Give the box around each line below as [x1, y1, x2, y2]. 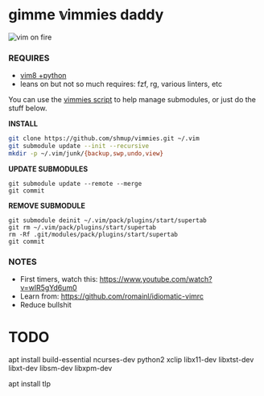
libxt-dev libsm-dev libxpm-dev [8, 364, 113, 373]
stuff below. [8, 103, 47, 113]
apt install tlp [8, 379, 51, 389]
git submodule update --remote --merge [8, 179, 142, 188]
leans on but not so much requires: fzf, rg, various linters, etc [19, 79, 223, 89]
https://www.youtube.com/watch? [99, 274, 212, 284]
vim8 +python [19, 71, 67, 80]
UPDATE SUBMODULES [8, 163, 89, 174]
